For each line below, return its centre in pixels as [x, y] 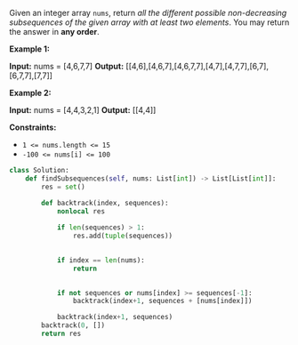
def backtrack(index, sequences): [105, 203]
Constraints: [33, 127]
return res [61, 333]
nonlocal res [81, 211]
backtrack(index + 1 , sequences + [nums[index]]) [162, 301]
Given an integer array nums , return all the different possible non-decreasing [148, 13]
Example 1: [30, 49]
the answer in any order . [54, 32]
